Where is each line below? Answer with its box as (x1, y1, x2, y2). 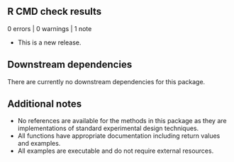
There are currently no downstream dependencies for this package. (7, 77, 206, 86)
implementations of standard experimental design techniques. (17, 124, 199, 133)
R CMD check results (7, 6, 102, 18)
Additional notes (7, 98, 82, 110)
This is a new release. (17, 38, 82, 47)
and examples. (17, 139, 61, 148)
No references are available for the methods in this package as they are (17, 117, 227, 125)
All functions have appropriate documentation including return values (17, 132, 221, 140)
